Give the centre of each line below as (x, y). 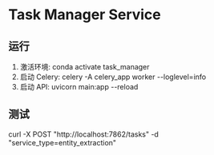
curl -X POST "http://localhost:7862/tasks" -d (83, 134)
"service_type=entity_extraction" (63, 142)
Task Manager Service (85, 15)
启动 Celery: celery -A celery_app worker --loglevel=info (113, 77)
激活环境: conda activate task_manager (85, 67)
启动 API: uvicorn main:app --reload (79, 87)
